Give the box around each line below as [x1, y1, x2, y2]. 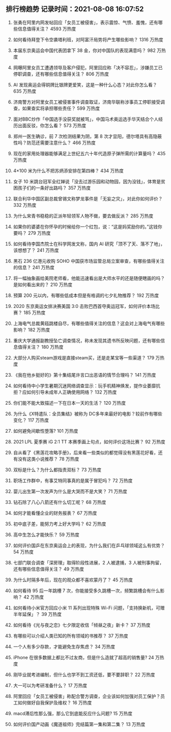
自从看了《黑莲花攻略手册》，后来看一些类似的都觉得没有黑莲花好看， [13, 449, 158, 456]
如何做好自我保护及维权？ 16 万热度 [17, 699, 92, 706]
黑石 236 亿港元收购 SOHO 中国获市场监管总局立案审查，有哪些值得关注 [13, 258, 165, 264]
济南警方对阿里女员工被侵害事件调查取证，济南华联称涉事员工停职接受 [13, 99, 161, 105]
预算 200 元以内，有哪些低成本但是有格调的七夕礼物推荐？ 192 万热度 [13, 292, 159, 298]
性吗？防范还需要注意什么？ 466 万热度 [13, 139, 96, 146]
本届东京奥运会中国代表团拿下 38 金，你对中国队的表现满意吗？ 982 [13, 47, 156, 53]
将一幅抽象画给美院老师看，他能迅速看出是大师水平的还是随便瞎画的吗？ [13, 275, 165, 281]
